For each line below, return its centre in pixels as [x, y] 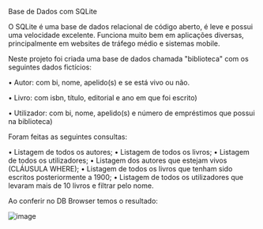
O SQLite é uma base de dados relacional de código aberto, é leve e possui [131, 26]
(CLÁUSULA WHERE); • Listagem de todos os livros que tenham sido [120, 169]
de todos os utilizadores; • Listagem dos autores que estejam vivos [118, 160]
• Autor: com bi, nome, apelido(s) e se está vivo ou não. [99, 83]
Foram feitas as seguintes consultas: [68, 137]
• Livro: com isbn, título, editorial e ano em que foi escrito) [103, 98]
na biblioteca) [30, 121]
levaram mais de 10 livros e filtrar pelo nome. [81, 186]
